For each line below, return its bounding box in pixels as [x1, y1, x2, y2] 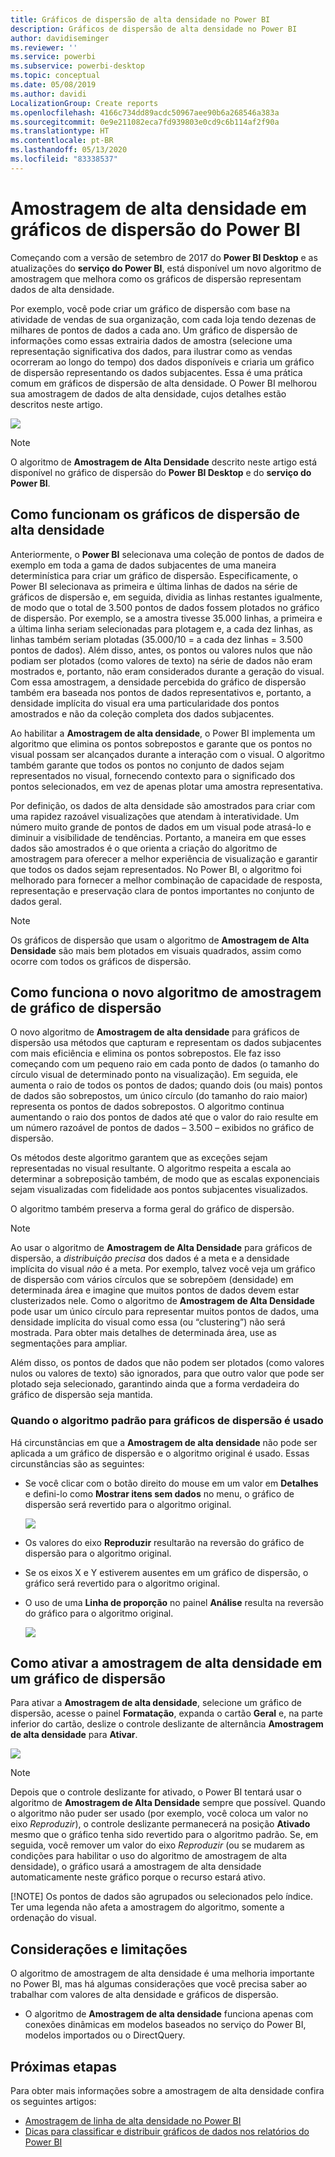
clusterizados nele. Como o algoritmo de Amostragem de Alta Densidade [10, 1295, 315, 1307]
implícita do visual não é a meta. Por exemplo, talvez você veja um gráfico [10, 1263, 316, 1275]
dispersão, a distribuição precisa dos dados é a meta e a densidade [10, 1252, 290, 1265]
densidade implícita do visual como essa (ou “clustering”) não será [10, 1316, 286, 1328]
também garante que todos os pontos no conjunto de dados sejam [10, 759, 285, 771]
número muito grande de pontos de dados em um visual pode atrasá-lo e [10, 821, 312, 833]
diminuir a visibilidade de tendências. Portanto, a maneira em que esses [10, 831, 307, 843]
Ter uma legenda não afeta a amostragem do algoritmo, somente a [10, 1901, 285, 1913]
